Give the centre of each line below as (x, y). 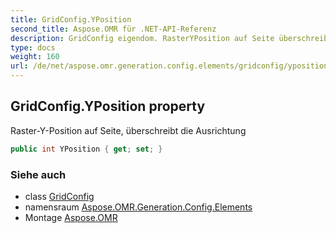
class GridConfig (59, 196)
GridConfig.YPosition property (108, 106)
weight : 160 (35, 57)
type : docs (33, 47)
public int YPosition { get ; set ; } (86, 149)
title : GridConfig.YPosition (71, 19)
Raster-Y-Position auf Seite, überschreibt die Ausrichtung (128, 130)
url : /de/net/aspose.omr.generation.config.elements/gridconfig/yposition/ (171, 66)
